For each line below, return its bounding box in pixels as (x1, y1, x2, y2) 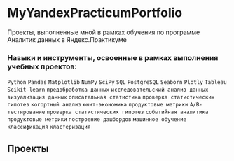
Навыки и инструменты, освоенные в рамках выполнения (7, 52, 219, 62)
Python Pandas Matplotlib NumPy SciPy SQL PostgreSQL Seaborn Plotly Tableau (7, 79, 227, 86)
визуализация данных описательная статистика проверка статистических (7, 94, 215, 101)
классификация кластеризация (7, 124, 91, 131)
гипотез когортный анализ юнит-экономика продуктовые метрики (7, 101, 188, 108)
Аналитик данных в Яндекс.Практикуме (7, 35, 128, 43)
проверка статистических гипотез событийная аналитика (46, 108, 209, 116)
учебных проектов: (7, 62, 77, 71)
